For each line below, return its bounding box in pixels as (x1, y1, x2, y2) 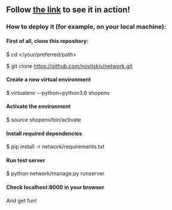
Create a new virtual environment (6, 76, 91, 83)
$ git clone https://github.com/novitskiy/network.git (6, 62, 133, 69)
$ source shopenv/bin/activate (6, 116, 82, 123)
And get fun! (6, 197, 37, 204)
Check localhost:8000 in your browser (6, 183, 105, 190)
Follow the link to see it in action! (6, 5, 130, 15)
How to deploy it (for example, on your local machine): (6, 23, 167, 31)
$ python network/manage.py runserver (6, 170, 105, 177)
